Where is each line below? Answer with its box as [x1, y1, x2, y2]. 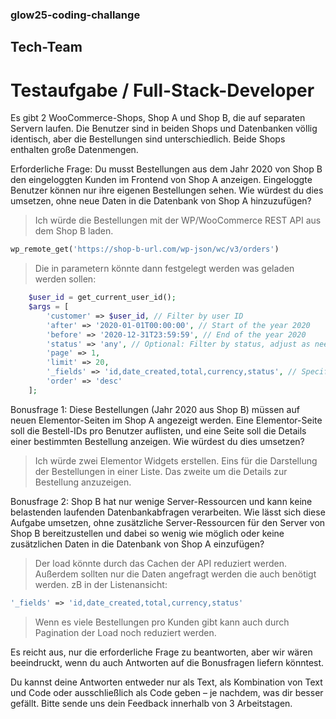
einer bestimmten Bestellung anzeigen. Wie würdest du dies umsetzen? [10, 435, 305, 447]
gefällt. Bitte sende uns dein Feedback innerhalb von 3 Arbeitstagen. [10, 697, 293, 709]
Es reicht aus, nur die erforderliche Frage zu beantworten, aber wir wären [10, 646, 313, 658]
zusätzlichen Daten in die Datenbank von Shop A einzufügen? [10, 538, 265, 550]
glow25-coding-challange [10, 8, 141, 22]
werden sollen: [34, 273, 97, 285]
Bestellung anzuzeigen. [34, 476, 132, 488]
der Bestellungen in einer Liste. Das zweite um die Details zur [34, 465, 288, 477]
